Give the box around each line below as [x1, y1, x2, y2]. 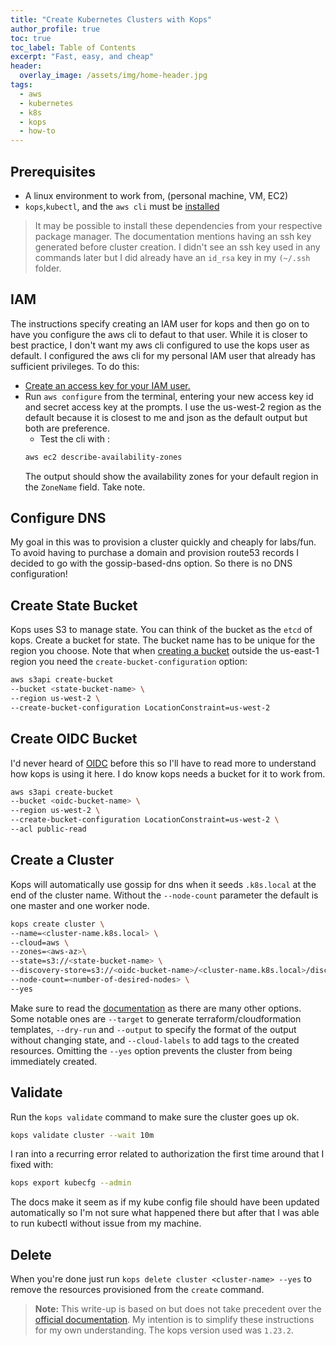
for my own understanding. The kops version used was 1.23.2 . [34, 1324, 294, 1336]
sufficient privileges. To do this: [10, 360, 140, 372]
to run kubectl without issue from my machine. [10, 1217, 202, 1230]
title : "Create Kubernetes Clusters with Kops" [10, 14, 213, 25]
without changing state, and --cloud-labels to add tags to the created [10, 1034, 300, 1046]
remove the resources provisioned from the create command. [10, 1284, 265, 1296]
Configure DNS [10, 510, 107, 527]
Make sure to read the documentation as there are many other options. [10, 1002, 302, 1014]
